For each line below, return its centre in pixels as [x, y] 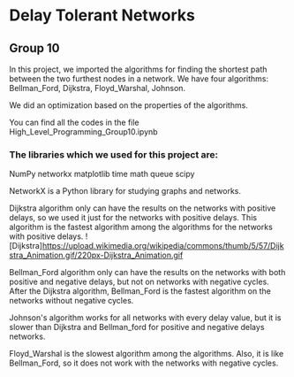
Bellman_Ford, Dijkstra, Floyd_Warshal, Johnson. [98, 88]
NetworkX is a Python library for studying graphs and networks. [125, 191]
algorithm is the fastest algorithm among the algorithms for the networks [141, 227]
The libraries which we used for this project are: [114, 154]
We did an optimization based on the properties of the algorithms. [129, 105]
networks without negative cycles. [72, 301]
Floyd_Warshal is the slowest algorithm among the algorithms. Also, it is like [147, 354]
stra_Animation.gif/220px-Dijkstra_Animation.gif [96, 255]
